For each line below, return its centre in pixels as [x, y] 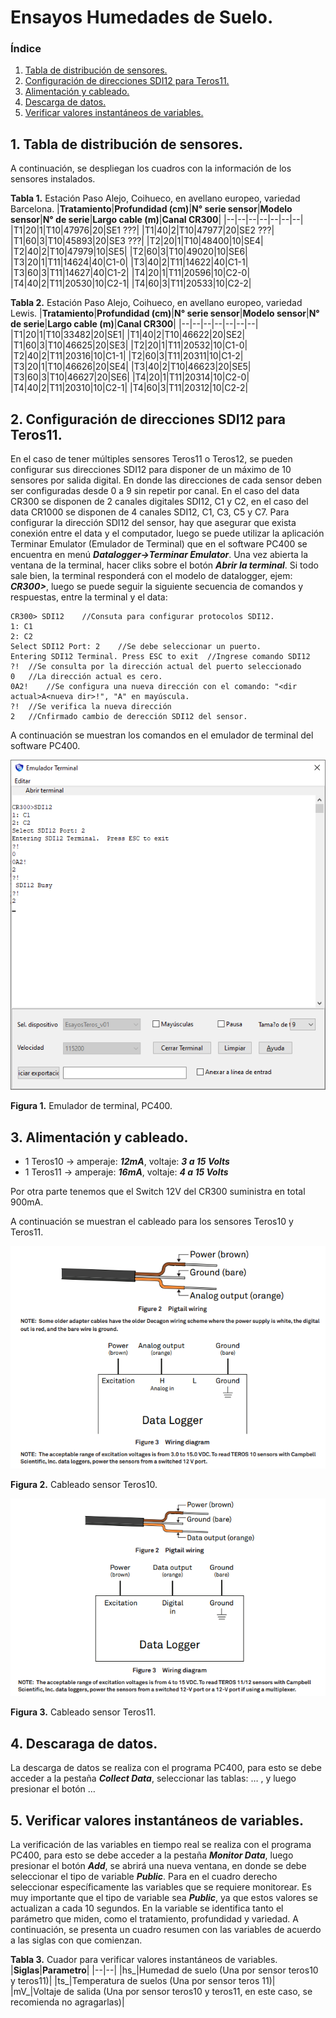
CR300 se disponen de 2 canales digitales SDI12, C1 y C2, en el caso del [159, 502]
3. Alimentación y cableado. [99, 1137]
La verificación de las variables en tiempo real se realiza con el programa [161, 1844]
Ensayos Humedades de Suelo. [142, 17]
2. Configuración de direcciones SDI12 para [148, 419]
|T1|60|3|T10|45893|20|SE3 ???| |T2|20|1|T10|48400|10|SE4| [137, 241]
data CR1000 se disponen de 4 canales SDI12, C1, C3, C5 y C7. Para [150, 512]
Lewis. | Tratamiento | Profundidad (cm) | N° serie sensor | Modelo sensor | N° [165, 313]
